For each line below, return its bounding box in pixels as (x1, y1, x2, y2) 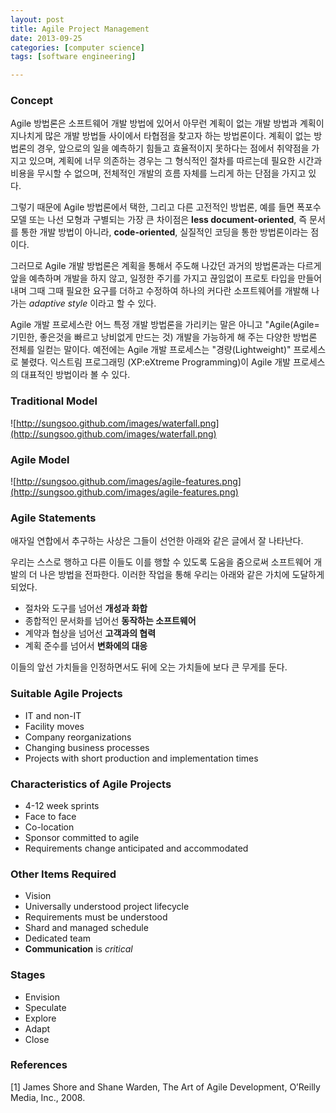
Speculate (24, 1001, 67, 1013)
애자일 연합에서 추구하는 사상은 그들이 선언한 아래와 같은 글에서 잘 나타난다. (10, 535, 304, 547)
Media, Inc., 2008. (10, 1091, 86, 1103)
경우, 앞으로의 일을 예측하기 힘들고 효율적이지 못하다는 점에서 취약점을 (36, 142, 310, 155)
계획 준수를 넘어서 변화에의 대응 (24, 640, 148, 652)
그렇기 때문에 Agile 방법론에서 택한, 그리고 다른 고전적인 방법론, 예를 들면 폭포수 (10, 201, 322, 213)
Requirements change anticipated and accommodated (24, 842, 249, 854)
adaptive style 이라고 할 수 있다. (28, 297, 157, 310)
